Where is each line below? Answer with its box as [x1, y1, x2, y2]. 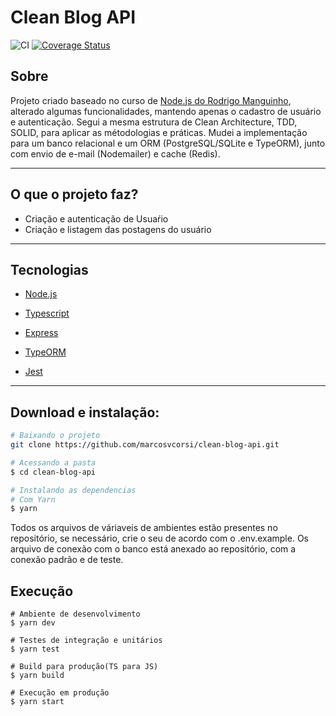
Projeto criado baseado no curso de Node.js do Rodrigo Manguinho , [10, 94, 292, 106]
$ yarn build [10, 671, 65, 681]
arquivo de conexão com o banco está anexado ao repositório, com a [10, 543, 297, 555]
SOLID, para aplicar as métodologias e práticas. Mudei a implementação [10, 126, 308, 138]
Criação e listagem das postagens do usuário [24, 223, 212, 235]
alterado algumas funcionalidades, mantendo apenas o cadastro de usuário [10, 105, 322, 117]
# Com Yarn [10, 494, 56, 505]
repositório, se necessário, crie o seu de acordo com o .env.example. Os [10, 532, 309, 545]
